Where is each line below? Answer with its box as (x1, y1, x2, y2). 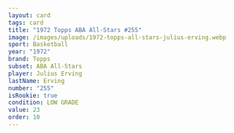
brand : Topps (8, 56, 51, 63)
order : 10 (8, 113, 41, 121)
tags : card (8, 19, 44, 27)
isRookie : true (8, 92, 58, 99)
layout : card (8, 11, 51, 20)
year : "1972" (8, 48, 51, 56)
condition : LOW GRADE (8, 99, 79, 106)
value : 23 (8, 106, 41, 114)
